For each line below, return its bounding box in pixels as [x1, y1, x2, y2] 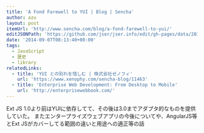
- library [12, 59, 36, 65]
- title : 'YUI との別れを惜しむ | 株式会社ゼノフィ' [12, 71, 133, 77]
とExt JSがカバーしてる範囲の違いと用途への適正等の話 [6, 120, 144, 127]
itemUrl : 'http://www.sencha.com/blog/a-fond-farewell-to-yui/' [6, 25, 172, 32]
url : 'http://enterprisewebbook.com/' [17, 88, 115, 94]
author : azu [6, 15, 36, 21]
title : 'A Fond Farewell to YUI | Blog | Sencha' [6, 8, 135, 15]
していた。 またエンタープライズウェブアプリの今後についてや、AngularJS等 [6, 112, 197, 120]
